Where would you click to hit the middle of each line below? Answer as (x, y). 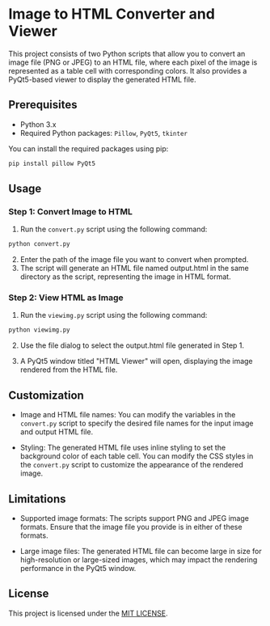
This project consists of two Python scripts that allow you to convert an (127, 53)
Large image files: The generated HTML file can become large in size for (141, 551)
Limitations (37, 499)
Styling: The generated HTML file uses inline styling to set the (123, 448)
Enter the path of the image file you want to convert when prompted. (134, 260)
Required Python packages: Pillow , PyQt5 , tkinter (104, 133)
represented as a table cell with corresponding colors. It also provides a (128, 70)
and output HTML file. (57, 432)
